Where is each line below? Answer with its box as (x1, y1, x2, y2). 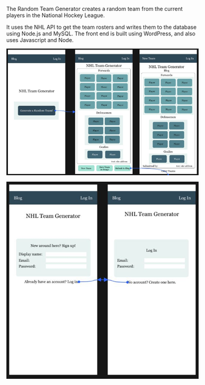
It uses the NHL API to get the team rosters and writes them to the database (6, 24, 197, 31)
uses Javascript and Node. (6, 37, 74, 43)
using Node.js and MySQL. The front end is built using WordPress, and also (6, 30, 196, 37)
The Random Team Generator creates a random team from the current (6, 5, 183, 12)
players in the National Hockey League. (6, 12, 105, 19)
